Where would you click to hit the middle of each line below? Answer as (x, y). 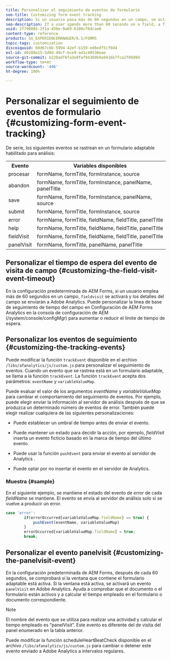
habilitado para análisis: (30, 153)
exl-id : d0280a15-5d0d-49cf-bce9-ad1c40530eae (56, 52)
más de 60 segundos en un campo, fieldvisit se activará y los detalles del (85, 296)
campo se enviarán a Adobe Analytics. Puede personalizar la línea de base (84, 301)
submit (16, 211)
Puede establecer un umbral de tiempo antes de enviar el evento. (81, 423)
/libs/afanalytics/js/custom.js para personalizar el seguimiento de (78, 365)
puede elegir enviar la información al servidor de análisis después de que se (85, 402)
